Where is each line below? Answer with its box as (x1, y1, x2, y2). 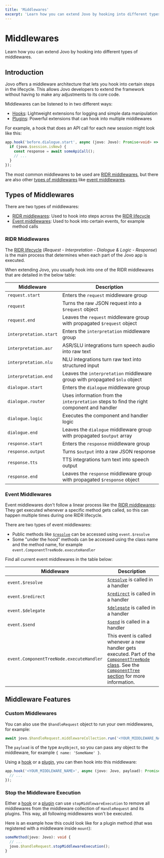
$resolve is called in (107, 576, 153, 583)
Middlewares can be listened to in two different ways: (5, 101, 113, 107)
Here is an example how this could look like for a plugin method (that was (5, 820, 153, 826)
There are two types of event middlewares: (5, 521, 92, 528)
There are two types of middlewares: (5, 204, 80, 210)
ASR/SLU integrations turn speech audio (62, 342, 155, 348)
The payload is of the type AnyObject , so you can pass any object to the (5, 745, 148, 751)
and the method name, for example (12, 541, 83, 547)
